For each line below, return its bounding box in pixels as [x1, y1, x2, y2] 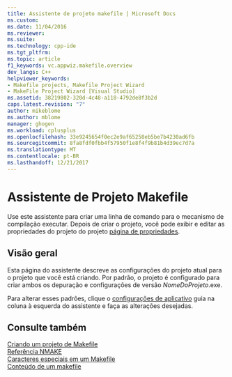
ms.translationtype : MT [7, 146, 77, 153]
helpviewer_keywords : [7, 75, 70, 82]
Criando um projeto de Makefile [7, 340, 98, 348]
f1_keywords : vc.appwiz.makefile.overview [7, 62, 132, 69]
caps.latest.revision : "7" [7, 101, 86, 108]
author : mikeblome [7, 107, 61, 114]
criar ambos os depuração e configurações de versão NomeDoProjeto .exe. [7, 280, 223, 289]
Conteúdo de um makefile [7, 362, 82, 371]
